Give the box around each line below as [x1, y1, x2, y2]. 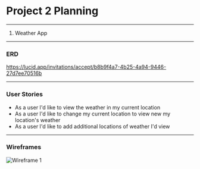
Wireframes [6, 143, 42, 151]
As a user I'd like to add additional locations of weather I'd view [14, 123, 170, 130]
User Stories [6, 90, 43, 99]
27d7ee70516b [6, 70, 42, 77]
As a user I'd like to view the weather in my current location [14, 104, 161, 111]
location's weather [14, 116, 61, 123]
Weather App [14, 29, 48, 36]
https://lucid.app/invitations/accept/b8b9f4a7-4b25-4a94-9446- [6, 64, 167, 71]
